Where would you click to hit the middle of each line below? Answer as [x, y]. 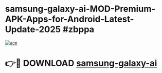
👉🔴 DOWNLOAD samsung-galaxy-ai [81, 63]
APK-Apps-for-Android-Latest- [70, 19]
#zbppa [79, 29]
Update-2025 [33, 29]
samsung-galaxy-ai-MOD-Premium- [80, 9]
